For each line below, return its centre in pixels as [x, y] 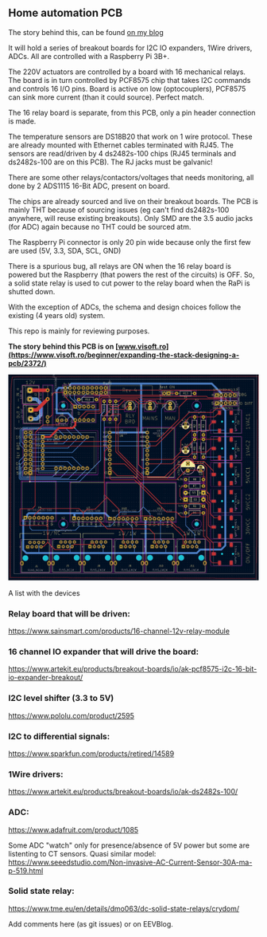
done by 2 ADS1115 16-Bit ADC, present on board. [89, 186]
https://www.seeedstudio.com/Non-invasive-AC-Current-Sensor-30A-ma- [130, 862]
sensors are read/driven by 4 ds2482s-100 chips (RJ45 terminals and [122, 153]
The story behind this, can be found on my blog [86, 32]
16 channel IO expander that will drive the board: [104, 652]
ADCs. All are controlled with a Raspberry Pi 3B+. [89, 56]
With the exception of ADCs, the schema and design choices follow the [125, 307]
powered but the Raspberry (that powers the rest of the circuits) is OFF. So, [132, 274]
